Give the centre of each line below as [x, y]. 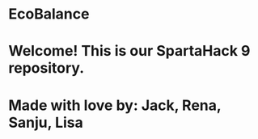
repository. [47, 68]
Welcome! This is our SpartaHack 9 [129, 51]
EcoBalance [49, 14]
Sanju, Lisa [46, 122]
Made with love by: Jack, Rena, [115, 105]
